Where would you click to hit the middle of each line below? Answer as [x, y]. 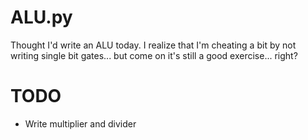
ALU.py [41, 17]
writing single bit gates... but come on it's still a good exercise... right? [154, 55]
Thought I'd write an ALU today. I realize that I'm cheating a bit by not [153, 45]
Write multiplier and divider [80, 123]
